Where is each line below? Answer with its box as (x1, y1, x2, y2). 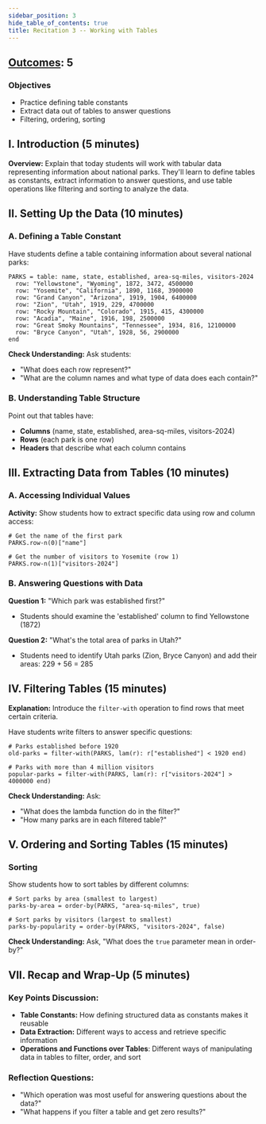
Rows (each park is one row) (19, 435, 115, 444)
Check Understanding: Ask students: (8, 349, 132, 358)
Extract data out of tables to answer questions (19, 106, 172, 116)
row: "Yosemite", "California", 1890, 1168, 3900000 (15, 287, 194, 295)
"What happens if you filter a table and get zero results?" (19, 1107, 206, 1117)
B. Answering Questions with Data (8, 577, 143, 589)
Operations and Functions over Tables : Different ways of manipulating (19, 1044, 253, 1053)
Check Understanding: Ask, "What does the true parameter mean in (8, 937, 234, 946)
